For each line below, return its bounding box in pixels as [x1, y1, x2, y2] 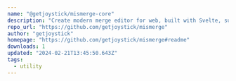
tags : [7, 56, 23, 63]
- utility [13, 63, 42, 70]
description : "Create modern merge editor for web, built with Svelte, [7, 17, 221, 24]
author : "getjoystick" [7, 30, 74, 37]
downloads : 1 [7, 43, 46, 50]
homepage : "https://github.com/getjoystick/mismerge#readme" [7, 37, 190, 44]
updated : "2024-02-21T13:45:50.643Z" [7, 50, 118, 57]
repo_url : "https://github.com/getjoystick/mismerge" [7, 23, 169, 30]
